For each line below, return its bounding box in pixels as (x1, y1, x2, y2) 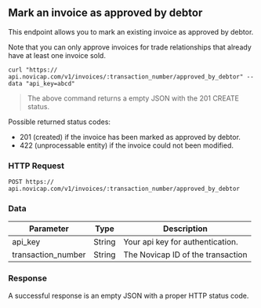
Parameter (28, 223, 69, 234)
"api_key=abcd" (25, 79, 76, 87)
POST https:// (8, 178, 55, 186)
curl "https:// (8, 66, 58, 74)
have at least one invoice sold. (8, 50, 106, 60)
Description (163, 223, 208, 234)
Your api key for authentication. (123, 236, 238, 247)
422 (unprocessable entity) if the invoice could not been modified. (19, 141, 234, 150)
